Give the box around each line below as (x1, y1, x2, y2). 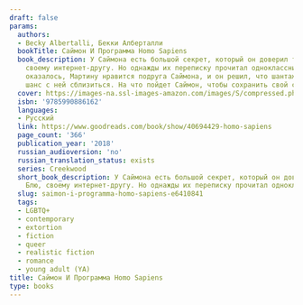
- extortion (17, 223, 63, 232)
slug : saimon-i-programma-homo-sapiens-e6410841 (17, 189, 204, 199)
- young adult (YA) (17, 265, 91, 274)
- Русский (17, 114, 54, 123)
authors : (17, 30, 50, 39)
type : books (9, 282, 54, 291)
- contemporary (17, 214, 75, 224)
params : (9, 22, 39, 31)
